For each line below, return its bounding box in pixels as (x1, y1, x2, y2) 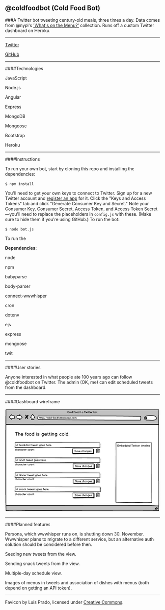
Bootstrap (5, 132, 26, 138)
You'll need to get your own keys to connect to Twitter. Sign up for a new (5, 190, 152, 196)
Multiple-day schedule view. (5, 570, 62, 576)
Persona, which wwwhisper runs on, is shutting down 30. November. (5, 531, 144, 537)
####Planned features (5, 521, 51, 527)
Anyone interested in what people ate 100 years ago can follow (5, 374, 133, 380)
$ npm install (5, 181, 34, 187)
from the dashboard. (5, 384, 47, 390)
